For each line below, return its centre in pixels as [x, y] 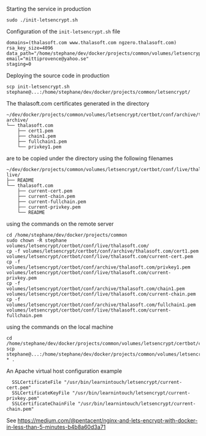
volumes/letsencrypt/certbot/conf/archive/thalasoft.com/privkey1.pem [98, 267]
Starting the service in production [49, 9]
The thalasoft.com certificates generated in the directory [78, 103]
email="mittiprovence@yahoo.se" [48, 59]
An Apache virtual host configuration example [64, 371]
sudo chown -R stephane [37, 240]
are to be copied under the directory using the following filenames [90, 158]
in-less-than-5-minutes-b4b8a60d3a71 [56, 427]
